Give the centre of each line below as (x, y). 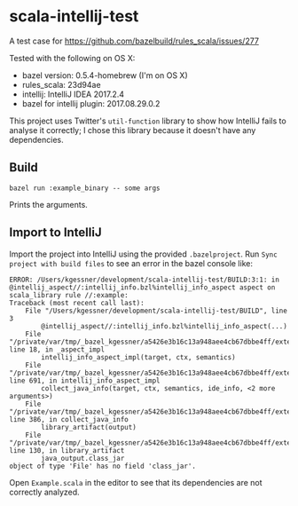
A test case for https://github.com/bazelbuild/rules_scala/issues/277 (134, 41)
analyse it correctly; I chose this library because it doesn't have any (133, 130)
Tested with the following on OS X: (72, 58)
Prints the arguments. (49, 204)
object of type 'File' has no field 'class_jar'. (103, 466)
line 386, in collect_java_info (69, 419)
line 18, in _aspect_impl (57, 349)
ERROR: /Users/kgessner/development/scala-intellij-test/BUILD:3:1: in (144, 280)
